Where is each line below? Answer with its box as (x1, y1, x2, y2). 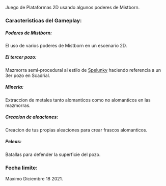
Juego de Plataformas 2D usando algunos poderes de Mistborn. (5, 5, 140, 10)
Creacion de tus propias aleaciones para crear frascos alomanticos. (5, 127, 148, 133)
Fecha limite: (5, 164, 38, 171)
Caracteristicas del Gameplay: (5, 17, 82, 24)
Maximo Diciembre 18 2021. (5, 176, 64, 182)
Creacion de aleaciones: (5, 114, 59, 120)
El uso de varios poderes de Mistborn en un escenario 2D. (5, 42, 127, 48)
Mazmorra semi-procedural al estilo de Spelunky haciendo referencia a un (5, 67, 161, 73)
